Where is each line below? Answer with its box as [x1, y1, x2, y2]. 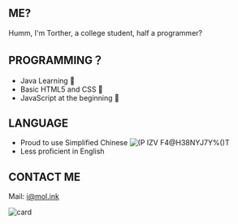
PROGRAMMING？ [8, 54, 104, 67]
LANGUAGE [8, 117, 69, 131]
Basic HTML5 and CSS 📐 [19, 84, 103, 94]
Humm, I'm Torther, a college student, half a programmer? [8, 28, 203, 37]
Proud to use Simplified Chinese [19, 138, 128, 148]
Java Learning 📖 [19, 75, 76, 85]
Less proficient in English [19, 146, 105, 157]
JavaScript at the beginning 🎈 [19, 93, 119, 102]
